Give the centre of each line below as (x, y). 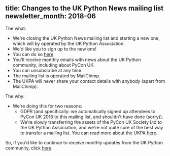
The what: (16, 28)
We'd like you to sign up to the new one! (55, 49)
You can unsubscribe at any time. (47, 70)
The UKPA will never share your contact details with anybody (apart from (89, 81)
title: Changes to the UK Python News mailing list (84, 8)
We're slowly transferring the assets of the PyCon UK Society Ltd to (91, 122)
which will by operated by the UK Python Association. (69, 43)
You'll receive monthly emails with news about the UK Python (77, 60)
